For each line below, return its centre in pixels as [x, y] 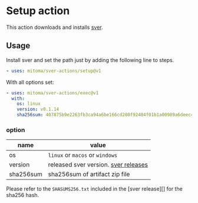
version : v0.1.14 [38, 109]
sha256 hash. [23, 195]
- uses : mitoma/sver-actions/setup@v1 [54, 71]
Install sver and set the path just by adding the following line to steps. [90, 60]
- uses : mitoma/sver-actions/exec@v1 [52, 93]
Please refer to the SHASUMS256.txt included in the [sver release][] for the [94, 189]
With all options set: [30, 82]
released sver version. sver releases [98, 165]
